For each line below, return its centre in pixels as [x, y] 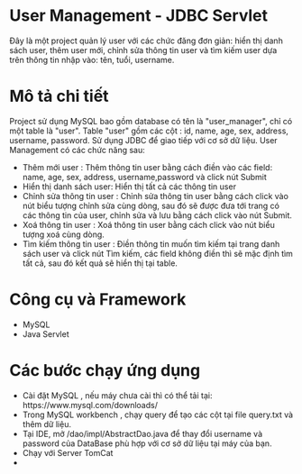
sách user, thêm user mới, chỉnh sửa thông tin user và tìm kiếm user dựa [143, 50]
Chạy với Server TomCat [68, 452]
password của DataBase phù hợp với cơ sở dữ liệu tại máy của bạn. [147, 443]
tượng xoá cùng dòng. [64, 234]
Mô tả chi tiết [59, 96]
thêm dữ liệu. [47, 424]
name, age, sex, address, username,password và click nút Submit [145, 177]
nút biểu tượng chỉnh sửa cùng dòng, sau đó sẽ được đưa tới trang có [151, 205]
